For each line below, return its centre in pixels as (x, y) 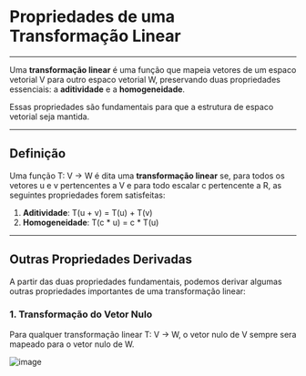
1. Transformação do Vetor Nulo (81, 314)
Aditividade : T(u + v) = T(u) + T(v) (87, 212)
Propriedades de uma (92, 17)
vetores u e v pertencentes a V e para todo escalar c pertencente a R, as (146, 185)
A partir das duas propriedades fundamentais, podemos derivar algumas (146, 281)
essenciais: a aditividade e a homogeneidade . (97, 89)
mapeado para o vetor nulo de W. (72, 344)
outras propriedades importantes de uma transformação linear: (127, 291)
